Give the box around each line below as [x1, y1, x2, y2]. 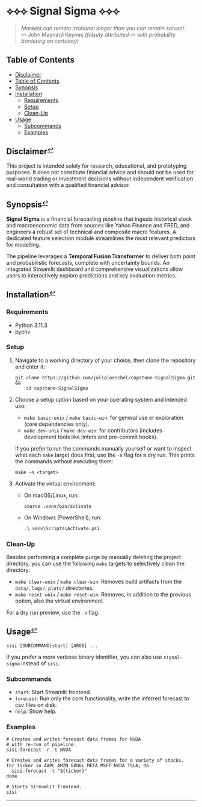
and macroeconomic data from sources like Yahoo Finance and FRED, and [6, 222, 190, 229]
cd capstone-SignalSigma [26, 385, 88, 391]
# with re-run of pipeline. [6, 742, 77, 748]
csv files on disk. [14, 701, 57, 708]
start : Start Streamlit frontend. [14, 688, 91, 695]
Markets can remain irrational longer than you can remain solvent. [20, 24, 186, 31]
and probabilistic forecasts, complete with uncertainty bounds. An [6, 259, 170, 267]
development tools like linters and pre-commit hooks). [23, 433, 158, 440]
